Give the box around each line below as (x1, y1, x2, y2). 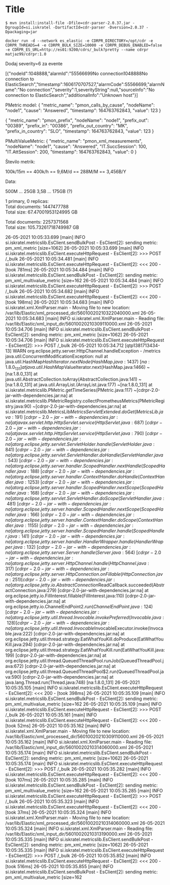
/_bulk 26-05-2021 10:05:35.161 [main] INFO (5, 712, 97, 718)
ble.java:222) (5, 630, 33, 636)
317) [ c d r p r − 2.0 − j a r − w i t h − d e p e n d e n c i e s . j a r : (5, 566, 109, 572)
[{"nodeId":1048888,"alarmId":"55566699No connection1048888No (5, 70, 148, 76)
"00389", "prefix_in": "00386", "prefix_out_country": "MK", (5, 122, 128, 128)
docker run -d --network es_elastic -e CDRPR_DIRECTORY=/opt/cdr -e (5, 38, 153, 43)
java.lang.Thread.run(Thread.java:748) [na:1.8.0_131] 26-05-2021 (5, 679, 140, 685)
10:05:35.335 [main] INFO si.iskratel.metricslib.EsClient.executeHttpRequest (5, 847, 164, 853)
